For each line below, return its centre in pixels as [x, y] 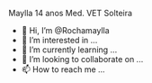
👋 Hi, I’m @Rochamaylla [65, 30]
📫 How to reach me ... [63, 69]
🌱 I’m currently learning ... [69, 50]
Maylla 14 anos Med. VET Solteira [70, 13]
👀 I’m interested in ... [59, 40]
